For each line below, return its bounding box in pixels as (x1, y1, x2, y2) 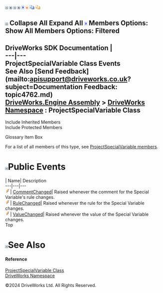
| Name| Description (5, 178, 46, 184)
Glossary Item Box (5, 134, 43, 140)
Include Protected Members (5, 125, 62, 131)
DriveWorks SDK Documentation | (5, 43, 113, 52)
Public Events (8, 161, 66, 172)
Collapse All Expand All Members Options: (9, 19, 149, 27)
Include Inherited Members (5, 119, 61, 125)
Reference (5, 256, 27, 262)
